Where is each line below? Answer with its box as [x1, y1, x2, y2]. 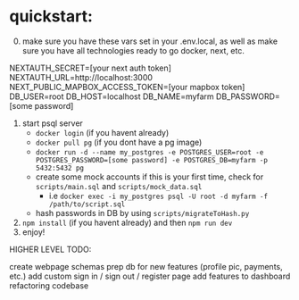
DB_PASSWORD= [215, 91, 281, 102]
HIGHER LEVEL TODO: [9, 244, 92, 254]
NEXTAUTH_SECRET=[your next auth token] [9, 62, 172, 73]
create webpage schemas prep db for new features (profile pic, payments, [9, 261, 283, 271]
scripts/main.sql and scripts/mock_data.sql [35, 180, 203, 191]
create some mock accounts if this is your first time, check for [35, 171, 264, 182]
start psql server [21, 118, 83, 129]
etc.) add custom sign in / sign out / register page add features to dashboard [9, 271, 291, 281]
